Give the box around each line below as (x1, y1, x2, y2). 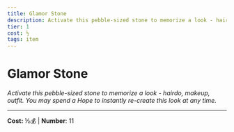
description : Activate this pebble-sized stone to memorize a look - (7, 17, 214, 24)
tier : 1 (7, 23, 30, 30)
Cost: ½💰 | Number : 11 (7, 117, 75, 125)
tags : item (7, 36, 39, 43)
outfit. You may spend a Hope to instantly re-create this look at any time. (7, 97, 217, 105)
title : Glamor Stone (7, 10, 68, 17)
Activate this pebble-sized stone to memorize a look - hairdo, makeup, (7, 89, 210, 97)
